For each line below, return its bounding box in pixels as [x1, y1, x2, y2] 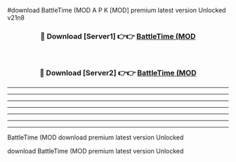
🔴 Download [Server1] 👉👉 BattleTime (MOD [40, 31, 196, 41]
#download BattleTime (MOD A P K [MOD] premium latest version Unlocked [7, 6, 226, 14]
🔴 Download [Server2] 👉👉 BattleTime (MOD [39, 68, 197, 78]
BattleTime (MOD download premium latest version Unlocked [7, 133, 184, 142]
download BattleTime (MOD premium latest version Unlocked [7, 147, 184, 155]
